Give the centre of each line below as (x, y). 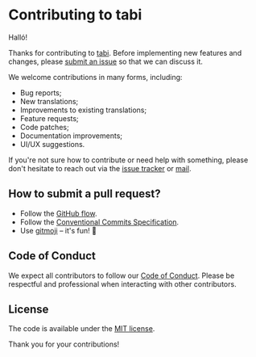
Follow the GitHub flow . (58, 213)
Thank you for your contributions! (64, 344)
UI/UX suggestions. (52, 144)
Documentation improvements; (71, 136)
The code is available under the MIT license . (82, 329)
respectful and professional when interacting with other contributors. (122, 283)
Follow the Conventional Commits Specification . (99, 222)
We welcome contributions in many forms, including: (95, 77)
